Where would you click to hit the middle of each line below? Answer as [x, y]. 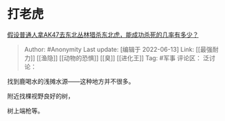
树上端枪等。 [25, 111]
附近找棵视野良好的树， [40, 96]
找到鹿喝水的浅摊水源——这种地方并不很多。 [71, 81]
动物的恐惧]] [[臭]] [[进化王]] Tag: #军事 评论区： [133, 58]
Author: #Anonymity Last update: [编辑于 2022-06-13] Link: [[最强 [118, 49]
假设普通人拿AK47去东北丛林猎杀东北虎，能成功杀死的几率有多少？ [103, 35]
